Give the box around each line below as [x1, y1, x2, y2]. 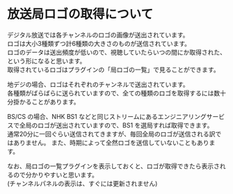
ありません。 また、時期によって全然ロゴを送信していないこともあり [13, 138, 209, 147]
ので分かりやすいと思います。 [13, 170, 99, 179]
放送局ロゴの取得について [7, 6, 154, 22]
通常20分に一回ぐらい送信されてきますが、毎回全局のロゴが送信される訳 [7, 129, 216, 138]
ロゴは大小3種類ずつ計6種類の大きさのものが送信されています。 [7, 39, 191, 47]
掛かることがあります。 [13, 97, 80, 106]
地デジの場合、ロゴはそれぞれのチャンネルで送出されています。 [7, 80, 189, 88]
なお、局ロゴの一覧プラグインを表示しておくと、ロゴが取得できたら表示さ [7, 161, 220, 170]
